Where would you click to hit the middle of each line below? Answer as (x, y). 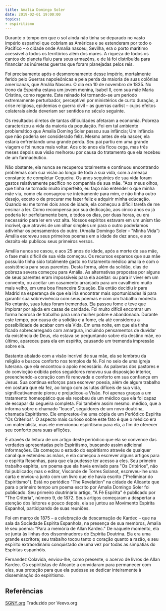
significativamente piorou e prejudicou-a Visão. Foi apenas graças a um (78, 393)
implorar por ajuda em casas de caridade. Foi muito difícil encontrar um (78, 309)
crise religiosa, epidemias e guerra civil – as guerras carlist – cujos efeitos (81, 106)
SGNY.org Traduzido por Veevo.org (41, 603)
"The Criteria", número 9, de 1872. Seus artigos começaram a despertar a (80, 498)
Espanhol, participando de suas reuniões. (48, 508)
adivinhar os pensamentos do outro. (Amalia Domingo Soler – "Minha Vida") (83, 231)
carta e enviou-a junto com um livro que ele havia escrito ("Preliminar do (79, 477)
